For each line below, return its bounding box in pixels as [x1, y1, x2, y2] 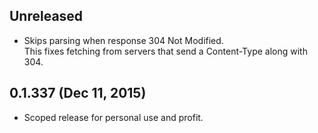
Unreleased [9, 8, 84, 25]
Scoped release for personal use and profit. [23, 111, 204, 123]
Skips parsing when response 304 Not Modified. [23, 34, 224, 46]
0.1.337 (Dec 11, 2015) [9, 85, 147, 102]
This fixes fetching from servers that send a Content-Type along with [23, 45, 308, 57]
